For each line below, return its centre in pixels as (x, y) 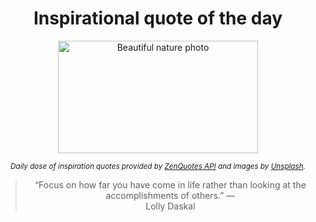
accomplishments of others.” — (170, 195)
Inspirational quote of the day (158, 18)
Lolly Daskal (170, 206)
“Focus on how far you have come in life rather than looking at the (170, 184)
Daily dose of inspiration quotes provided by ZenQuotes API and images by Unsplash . (158, 166)
